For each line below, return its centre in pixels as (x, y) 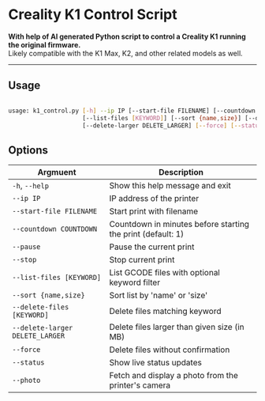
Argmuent (57, 172)
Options (28, 150)
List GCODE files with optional (165, 273)
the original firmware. (45, 44)
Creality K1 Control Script (93, 15)
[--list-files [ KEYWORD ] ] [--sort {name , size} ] (162, 118)
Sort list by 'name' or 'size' (159, 296)
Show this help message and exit (170, 186)
